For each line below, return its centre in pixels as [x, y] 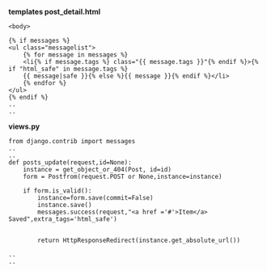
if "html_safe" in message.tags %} [68, 69]
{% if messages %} [39, 40]
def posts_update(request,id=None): [70, 163]
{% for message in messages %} [76, 55]
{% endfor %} [45, 83]
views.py [24, 126]
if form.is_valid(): [57, 191]
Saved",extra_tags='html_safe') [63, 219]
